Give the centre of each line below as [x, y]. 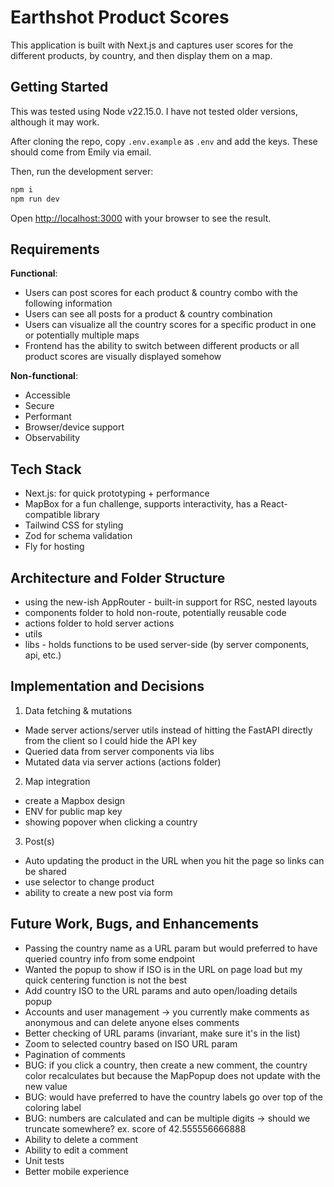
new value [46, 1086]
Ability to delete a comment [81, 1139]
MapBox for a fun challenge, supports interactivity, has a [141, 504]
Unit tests [44, 1160]
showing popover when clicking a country [111, 822]
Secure [39, 406]
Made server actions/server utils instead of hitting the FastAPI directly [168, 730]
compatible [48, 515]
